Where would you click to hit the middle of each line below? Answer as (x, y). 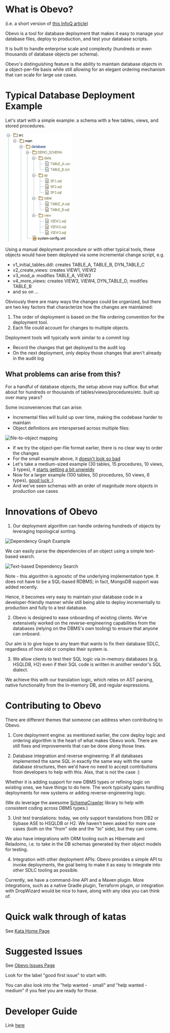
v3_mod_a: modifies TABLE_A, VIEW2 (52, 275)
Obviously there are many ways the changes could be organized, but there (83, 301)
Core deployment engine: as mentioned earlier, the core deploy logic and (89, 735)
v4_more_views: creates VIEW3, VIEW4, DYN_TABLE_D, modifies (80, 281)
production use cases (35, 491)
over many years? (24, 397)
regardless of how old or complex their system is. (57, 649)
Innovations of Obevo (52, 511)
